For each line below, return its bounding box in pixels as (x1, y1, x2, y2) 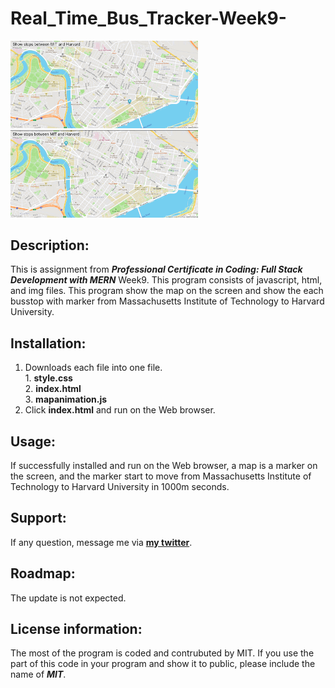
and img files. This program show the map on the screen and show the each (10, 285, 324, 297)
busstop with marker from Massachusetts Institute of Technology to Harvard (10, 295, 325, 307)
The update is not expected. (10, 592, 127, 604)
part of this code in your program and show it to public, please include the (10, 658, 316, 670)
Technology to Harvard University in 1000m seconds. (10, 480, 230, 492)
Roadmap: (10, 565, 76, 582)
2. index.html (24, 383, 82, 395)
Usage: (10, 433, 57, 450)
